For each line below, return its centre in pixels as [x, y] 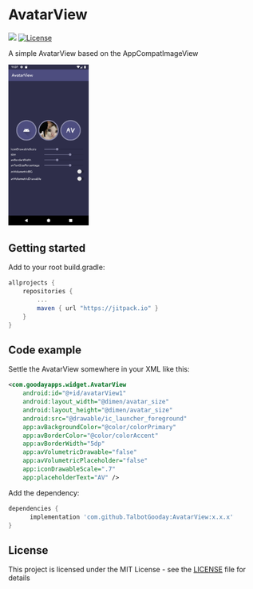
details [19, 578]
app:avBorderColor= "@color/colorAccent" [91, 436]
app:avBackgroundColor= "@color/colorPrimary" [100, 427]
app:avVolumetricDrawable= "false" [80, 452]
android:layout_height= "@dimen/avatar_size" [98, 410]
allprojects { [32, 283]
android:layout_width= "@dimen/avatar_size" [96, 402]
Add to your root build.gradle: [57, 267]
